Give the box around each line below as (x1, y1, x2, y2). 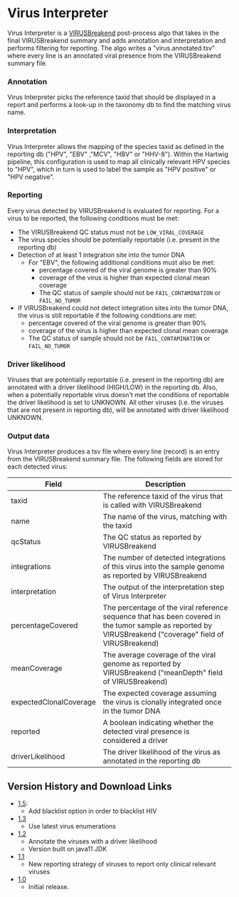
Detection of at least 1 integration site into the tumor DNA (17, 250, 185, 259)
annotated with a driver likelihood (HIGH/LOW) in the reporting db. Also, (7, 383, 218, 391)
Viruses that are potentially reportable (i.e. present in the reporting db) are (7, 376, 225, 384)
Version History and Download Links (7, 780, 172, 792)
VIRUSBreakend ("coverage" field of (102, 630, 224, 640)
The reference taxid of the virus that (102, 491, 223, 501)
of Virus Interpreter (102, 591, 167, 601)
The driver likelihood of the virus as (102, 747, 221, 757)
